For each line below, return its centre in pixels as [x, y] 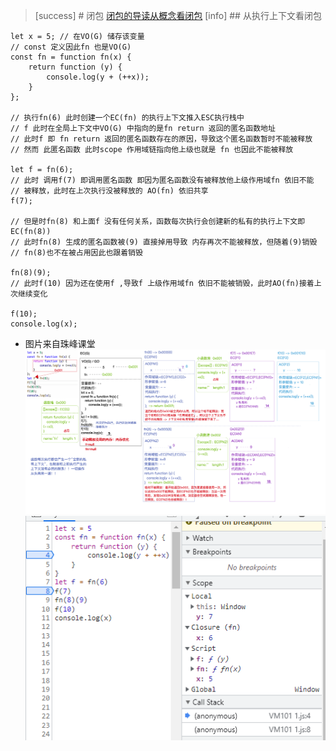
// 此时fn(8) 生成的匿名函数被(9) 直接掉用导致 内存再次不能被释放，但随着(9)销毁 [164, 242]
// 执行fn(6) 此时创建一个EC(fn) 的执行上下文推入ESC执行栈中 [127, 118]
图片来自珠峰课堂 [60, 343]
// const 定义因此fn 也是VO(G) [71, 47]
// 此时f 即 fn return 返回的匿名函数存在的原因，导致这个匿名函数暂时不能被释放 [161, 139]
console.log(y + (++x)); [98, 77]
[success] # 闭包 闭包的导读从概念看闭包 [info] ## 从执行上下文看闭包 [178, 15]
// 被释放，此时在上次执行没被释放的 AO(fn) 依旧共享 [109, 191]
